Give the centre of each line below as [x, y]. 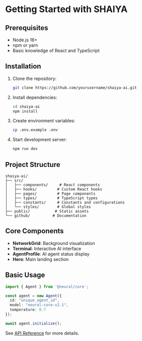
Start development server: [40, 140]
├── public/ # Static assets [47, 211]
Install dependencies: [35, 97]
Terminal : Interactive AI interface [47, 248]
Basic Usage [25, 275]
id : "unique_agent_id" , [34, 300]
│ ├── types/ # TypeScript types [52, 198]
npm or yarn [25, 45]
